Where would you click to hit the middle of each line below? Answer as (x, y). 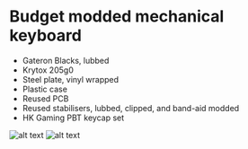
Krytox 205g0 (48, 70)
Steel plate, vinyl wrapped (71, 79)
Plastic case (44, 89)
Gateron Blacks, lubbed (66, 60)
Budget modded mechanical (117, 17)
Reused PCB (45, 98)
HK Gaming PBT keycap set (73, 118)
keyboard (46, 35)
